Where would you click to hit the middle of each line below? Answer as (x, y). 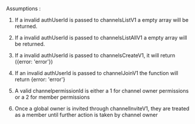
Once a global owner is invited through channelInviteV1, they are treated (102, 108)
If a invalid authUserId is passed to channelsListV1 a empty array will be (102, 20)
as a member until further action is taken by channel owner (86, 115)
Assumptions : (24, 9)
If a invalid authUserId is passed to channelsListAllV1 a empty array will (101, 37)
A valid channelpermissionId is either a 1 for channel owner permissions (102, 91)
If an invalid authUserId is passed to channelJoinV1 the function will (96, 73)
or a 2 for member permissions (52, 97)
